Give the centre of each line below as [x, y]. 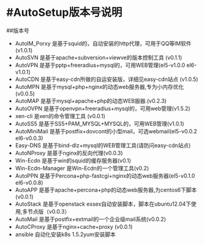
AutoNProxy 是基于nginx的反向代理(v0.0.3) [69, 153]
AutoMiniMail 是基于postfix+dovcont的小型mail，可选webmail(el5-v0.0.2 [106, 131]
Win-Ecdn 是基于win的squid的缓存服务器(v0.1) [73, 160]
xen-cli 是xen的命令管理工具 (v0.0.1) [60, 116]
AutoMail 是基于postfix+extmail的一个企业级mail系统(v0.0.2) [90, 219]
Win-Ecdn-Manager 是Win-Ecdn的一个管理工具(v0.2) [82, 168]
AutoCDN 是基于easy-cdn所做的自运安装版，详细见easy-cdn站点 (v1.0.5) [107, 79]
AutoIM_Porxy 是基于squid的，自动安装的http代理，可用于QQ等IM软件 [103, 43]
